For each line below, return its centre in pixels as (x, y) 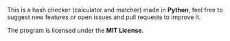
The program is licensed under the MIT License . (76, 30)
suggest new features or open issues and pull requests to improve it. (104, 17)
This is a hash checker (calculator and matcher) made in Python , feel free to (115, 10)
